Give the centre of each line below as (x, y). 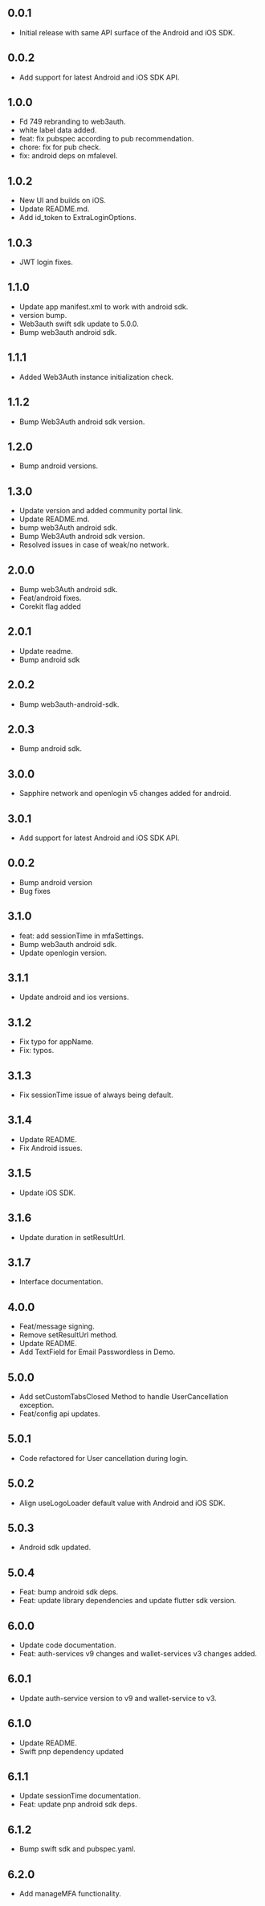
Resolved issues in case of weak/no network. (94, 545)
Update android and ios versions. (74, 997)
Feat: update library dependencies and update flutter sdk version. (128, 1601)
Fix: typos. (37, 1051)
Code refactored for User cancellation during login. (104, 1458)
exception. (37, 1405)
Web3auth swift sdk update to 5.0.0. (79, 324)
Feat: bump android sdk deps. (69, 1592)
